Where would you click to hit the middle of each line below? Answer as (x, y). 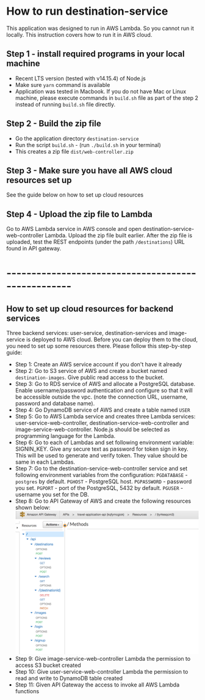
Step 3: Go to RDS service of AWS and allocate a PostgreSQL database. (105, 384)
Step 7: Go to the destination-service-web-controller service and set (101, 469)
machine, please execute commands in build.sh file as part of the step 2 (106, 98)
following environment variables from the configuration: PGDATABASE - (101, 475)
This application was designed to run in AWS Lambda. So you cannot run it (100, 28)
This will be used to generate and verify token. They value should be (101, 456)
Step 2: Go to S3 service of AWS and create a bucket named (91, 371)
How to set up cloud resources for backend (90, 308)
